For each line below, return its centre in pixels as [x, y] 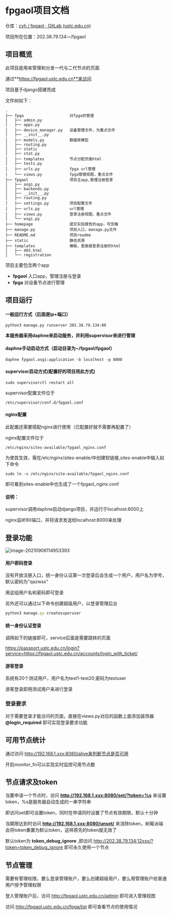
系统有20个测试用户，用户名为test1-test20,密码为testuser [66, 678]
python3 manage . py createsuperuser [43, 613]
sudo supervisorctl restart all [40, 383]
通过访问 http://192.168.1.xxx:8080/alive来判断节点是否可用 [67, 753]
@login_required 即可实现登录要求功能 [47, 722]
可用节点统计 [26, 740]
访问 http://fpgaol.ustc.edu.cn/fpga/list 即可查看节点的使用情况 [71, 907]
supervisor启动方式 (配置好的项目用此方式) [50, 371]
